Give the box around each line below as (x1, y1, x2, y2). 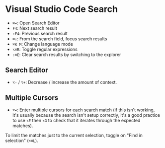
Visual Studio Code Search (5, 3, 118, 15)
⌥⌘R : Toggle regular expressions (12, 46, 78, 52)
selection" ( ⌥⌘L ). (5, 138, 38, 144)
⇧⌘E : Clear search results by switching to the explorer (12, 51, 121, 58)
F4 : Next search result (12, 25, 57, 31)
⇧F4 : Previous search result (12, 30, 68, 36)
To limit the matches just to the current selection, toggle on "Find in (5, 132, 143, 138)
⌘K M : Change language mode (12, 41, 74, 47)
